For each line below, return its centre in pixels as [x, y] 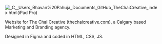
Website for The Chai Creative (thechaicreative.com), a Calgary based [76, 22]
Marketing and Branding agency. [38, 27]
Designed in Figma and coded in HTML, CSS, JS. [54, 37]
